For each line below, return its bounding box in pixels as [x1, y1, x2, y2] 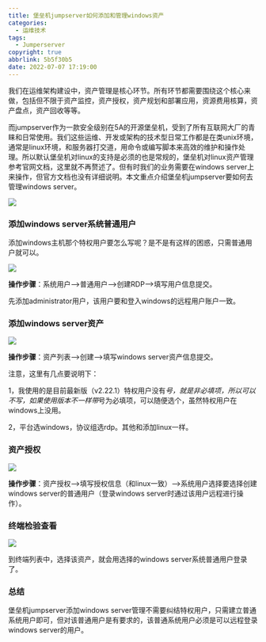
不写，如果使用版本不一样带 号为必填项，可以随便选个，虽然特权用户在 [8, 396, 237, 405]
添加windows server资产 [8, 317, 104, 329]
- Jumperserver [15, 41, 66, 49]
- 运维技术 [15, 26, 47, 34]
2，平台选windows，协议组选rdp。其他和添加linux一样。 [8, 423, 193, 432]
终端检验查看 [8, 520, 58, 531]
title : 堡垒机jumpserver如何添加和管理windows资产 [8, 11, 165, 20]
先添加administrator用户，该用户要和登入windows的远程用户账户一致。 [8, 296, 240, 306]
